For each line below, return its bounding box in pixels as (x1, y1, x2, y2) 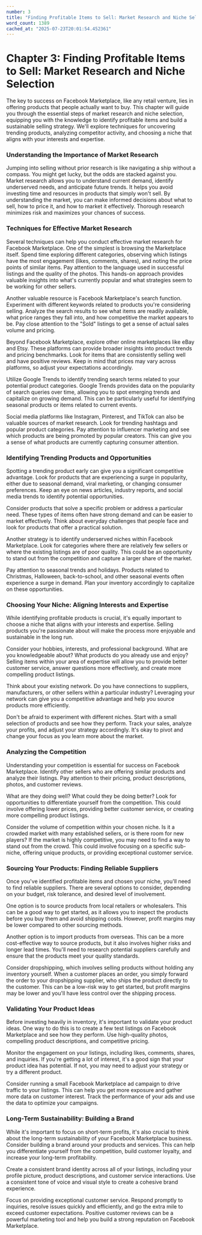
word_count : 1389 (6, 20, 50, 26)
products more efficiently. (6, 702, 70, 709)
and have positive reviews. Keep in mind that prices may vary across (6, 357, 176, 365)
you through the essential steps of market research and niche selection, (6, 110, 185, 118)
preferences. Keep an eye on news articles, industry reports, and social (6, 487, 183, 494)
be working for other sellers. (6, 283, 76, 290)
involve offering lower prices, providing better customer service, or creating (6, 805, 194, 812)
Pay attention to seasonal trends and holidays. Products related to (6, 566, 170, 573)
